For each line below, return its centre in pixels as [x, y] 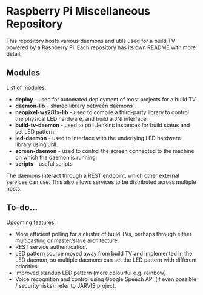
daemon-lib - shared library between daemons [74, 106]
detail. [14, 53]
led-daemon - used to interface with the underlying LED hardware [98, 138]
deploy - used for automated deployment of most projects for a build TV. [106, 99]
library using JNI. [36, 144]
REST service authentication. [51, 246]
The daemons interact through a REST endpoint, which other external [93, 175]
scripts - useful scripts [44, 164]
